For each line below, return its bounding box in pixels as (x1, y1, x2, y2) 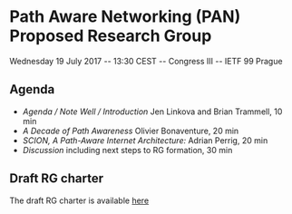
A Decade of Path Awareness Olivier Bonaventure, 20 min (22, 125, 239, 136)
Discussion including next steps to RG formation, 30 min (22, 144, 233, 155)
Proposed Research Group (9, 25, 212, 46)
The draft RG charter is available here (9, 195, 150, 206)
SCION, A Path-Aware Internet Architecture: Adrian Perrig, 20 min (22, 134, 268, 146)
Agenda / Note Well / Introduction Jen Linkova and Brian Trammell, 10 (22, 106, 283, 117)
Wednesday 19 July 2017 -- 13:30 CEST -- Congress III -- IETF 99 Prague (9, 55, 283, 66)
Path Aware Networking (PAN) (9, 6, 241, 27)
